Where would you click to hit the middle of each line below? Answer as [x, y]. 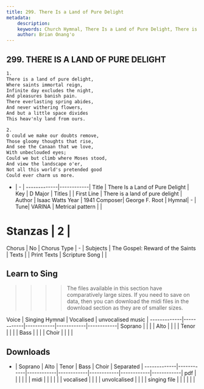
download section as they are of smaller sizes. [125, 308]
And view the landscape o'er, [45, 164]
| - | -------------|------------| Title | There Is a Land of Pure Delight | [102, 187]
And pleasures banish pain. [42, 96]
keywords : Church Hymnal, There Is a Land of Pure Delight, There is [107, 29]
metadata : [19, 18]
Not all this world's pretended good [54, 169]
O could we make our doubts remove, [53, 136]
